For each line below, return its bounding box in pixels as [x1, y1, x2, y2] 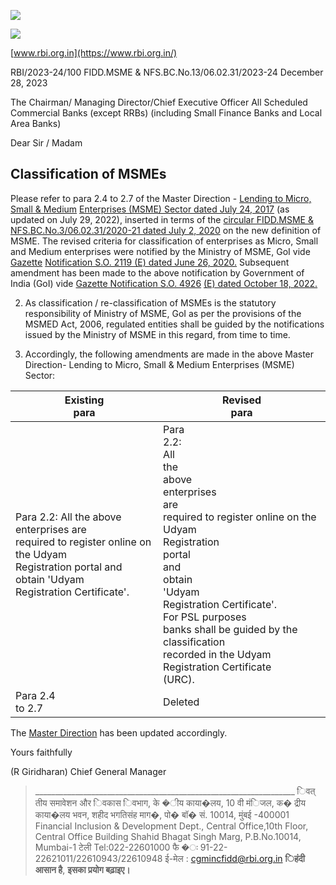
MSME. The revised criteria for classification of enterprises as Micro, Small [10, 235, 319, 247]
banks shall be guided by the [163, 622, 298, 636]
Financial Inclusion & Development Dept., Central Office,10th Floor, [34, 820, 309, 832]
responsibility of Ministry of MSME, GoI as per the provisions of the [24, 307, 302, 319]
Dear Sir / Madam [10, 137, 83, 149]
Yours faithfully [10, 746, 73, 758]
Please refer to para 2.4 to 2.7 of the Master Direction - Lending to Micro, [10, 192, 312, 204]
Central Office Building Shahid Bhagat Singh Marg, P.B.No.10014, [34, 830, 302, 842]
